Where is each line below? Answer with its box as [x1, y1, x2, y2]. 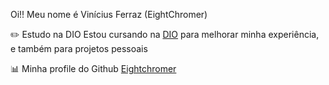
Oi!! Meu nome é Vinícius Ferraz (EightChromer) [10, 9, 208, 20]
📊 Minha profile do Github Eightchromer [10, 63, 177, 74]
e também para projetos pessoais [10, 43, 148, 54]
